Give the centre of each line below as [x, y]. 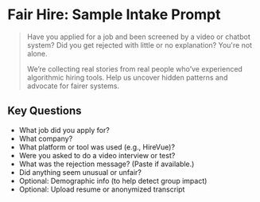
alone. [37, 53]
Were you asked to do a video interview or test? [97, 155]
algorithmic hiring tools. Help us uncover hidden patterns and [127, 77]
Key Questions [45, 111]
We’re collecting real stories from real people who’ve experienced [135, 68]
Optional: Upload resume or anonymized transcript [102, 189]
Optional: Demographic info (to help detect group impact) [113, 181]
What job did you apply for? [64, 130]
